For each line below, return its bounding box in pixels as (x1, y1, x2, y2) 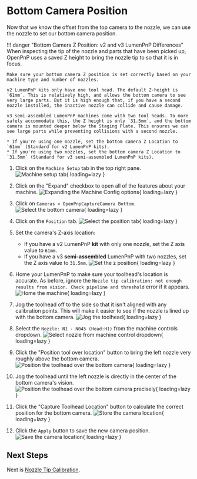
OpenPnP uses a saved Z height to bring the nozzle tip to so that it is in (6, 54, 178, 61)
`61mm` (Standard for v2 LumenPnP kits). (6, 143, 110, 150)
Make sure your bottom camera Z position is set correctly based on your (6, 71, 192, 77)
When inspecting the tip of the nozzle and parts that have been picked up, (6, 47, 186, 54)
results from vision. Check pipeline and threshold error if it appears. (15, 283, 190, 290)
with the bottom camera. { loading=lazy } (15, 313, 162, 320)
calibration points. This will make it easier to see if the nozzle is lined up (15, 307, 189, 314)
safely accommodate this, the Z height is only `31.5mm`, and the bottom (6, 118, 192, 124)
